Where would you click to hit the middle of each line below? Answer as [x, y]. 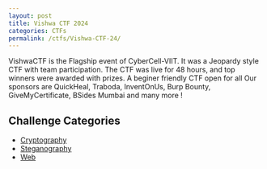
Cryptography [43, 140]
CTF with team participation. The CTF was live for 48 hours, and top [122, 70]
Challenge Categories [64, 120]
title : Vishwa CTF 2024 [49, 23]
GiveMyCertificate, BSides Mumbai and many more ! [96, 95]
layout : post [30, 16]
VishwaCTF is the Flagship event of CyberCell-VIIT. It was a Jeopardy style [133, 61]
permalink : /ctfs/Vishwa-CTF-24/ [65, 38]
